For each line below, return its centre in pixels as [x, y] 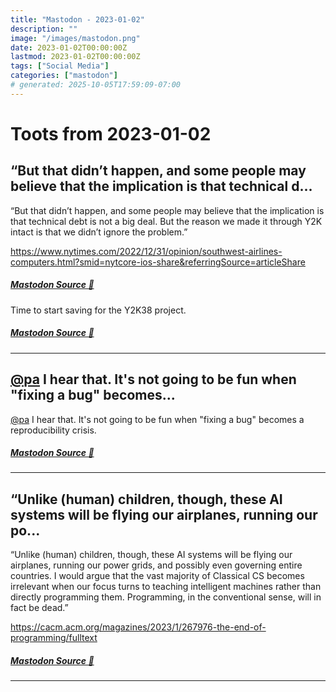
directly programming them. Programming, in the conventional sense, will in [166, 597]
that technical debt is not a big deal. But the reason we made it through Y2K [166, 221]
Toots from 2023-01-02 [111, 133]
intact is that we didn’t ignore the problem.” [99, 232]
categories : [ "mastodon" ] [64, 76]
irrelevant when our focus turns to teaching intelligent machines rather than [166, 587]
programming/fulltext [54, 638]
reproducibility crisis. [53, 430]
